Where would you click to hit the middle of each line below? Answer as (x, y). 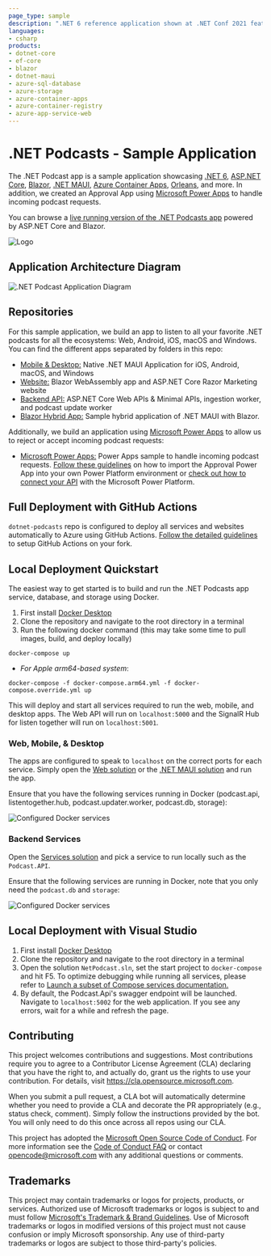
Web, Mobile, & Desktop (56, 743)
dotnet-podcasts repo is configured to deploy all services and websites (126, 527)
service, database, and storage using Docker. (84, 597)
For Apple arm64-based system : (74, 669)
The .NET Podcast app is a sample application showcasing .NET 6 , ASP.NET (135, 176)
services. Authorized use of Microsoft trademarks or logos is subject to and (134, 1209)
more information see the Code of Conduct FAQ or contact (106, 1147)
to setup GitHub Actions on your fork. (71, 543)
